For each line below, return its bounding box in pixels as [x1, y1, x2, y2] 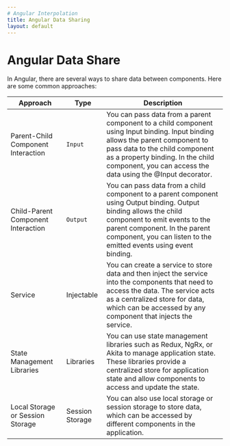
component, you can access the [106, 161, 210, 171]
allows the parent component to [106, 135, 209, 145]
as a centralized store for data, [106, 295, 205, 304]
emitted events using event [106, 241, 194, 250]
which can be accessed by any [106, 303, 206, 313]
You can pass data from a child [106, 181, 206, 190]
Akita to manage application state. [106, 348, 216, 358]
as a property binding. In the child [106, 153, 214, 162]
